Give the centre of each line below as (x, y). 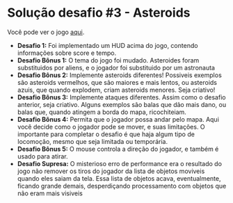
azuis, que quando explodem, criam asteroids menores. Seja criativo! (116, 90)
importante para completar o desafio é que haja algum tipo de (106, 134)
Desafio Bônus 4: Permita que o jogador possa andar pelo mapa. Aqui (118, 119)
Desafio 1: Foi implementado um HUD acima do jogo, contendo (107, 45)
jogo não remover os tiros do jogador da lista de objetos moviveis (111, 171)
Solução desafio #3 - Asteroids (99, 13)
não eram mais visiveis (50, 193)
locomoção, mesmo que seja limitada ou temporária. (93, 141)
